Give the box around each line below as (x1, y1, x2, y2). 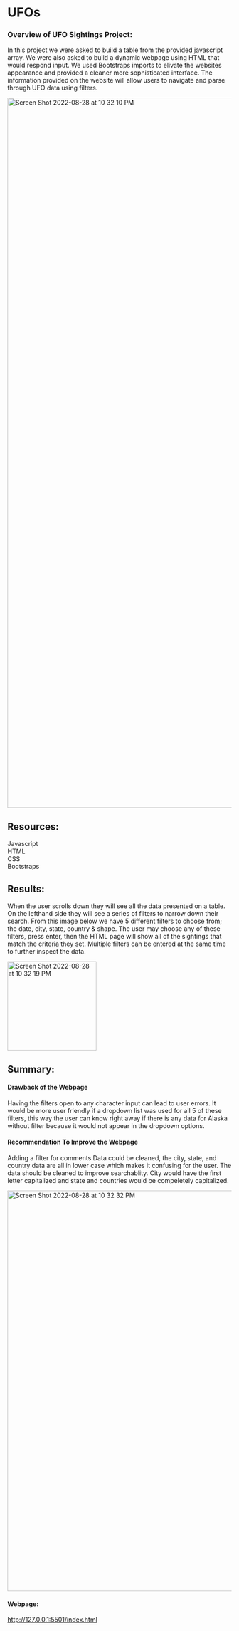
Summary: (7, 1063, 55, 1075)
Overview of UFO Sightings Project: (7, 30, 133, 40)
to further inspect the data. (7, 947, 87, 956)
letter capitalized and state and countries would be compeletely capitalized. (7, 1176, 229, 1184)
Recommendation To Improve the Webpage (7, 1137, 139, 1147)
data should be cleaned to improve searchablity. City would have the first (7, 1169, 222, 1177)
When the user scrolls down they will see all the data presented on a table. (7, 902, 225, 910)
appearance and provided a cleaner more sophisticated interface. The (7, 68, 213, 77)
